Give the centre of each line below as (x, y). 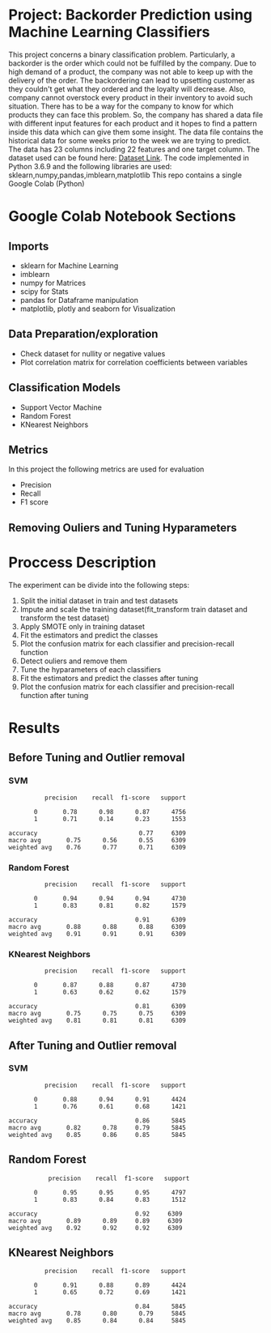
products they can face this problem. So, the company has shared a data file (136, 114)
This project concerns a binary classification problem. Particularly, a (122, 54)
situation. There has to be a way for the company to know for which (121, 106)
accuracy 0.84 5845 (97, 1307)
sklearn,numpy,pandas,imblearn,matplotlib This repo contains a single (125, 175)
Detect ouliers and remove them (74, 661)
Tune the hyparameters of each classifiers (91, 669)
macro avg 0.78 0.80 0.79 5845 (97, 1314)
